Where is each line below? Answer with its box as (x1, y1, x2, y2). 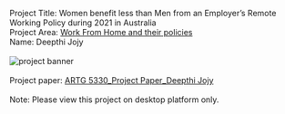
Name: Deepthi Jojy (9, 36, 84, 47)
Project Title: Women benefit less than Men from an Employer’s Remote (9, 8, 277, 18)
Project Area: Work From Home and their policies (9, 27, 193, 37)
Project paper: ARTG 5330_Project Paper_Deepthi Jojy (9, 75, 214, 85)
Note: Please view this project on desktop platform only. (9, 94, 219, 105)
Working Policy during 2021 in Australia (9, 17, 157, 28)
